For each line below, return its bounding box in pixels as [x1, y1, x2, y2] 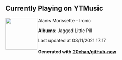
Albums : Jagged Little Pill [38, 27, 93, 34]
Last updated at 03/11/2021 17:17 [38, 37, 106, 43]
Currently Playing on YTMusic [5, 4, 103, 13]
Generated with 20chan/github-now [38, 49, 117, 55]
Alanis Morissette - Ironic [38, 17, 91, 23]
